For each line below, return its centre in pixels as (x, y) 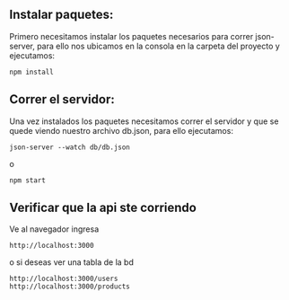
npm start (28, 180)
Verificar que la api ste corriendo (103, 208)
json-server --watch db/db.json (70, 147)
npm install (31, 72)
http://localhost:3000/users (64, 279)
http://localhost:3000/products (70, 287)
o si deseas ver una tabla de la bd (72, 262)
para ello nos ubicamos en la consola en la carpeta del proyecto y (158, 46)
